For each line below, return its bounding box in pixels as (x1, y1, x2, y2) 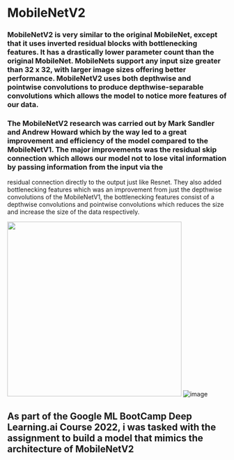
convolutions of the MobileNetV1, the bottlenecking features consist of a (7, 193, 214, 201)
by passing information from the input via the (7, 162, 164, 172)
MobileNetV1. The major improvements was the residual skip (7, 145, 217, 154)
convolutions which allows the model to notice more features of (7, 91, 227, 101)
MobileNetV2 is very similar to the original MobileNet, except (7, 30, 218, 40)
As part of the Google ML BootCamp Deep (7, 410, 193, 422)
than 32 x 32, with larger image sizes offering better (7, 65, 187, 75)
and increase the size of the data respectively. (7, 208, 140, 216)
